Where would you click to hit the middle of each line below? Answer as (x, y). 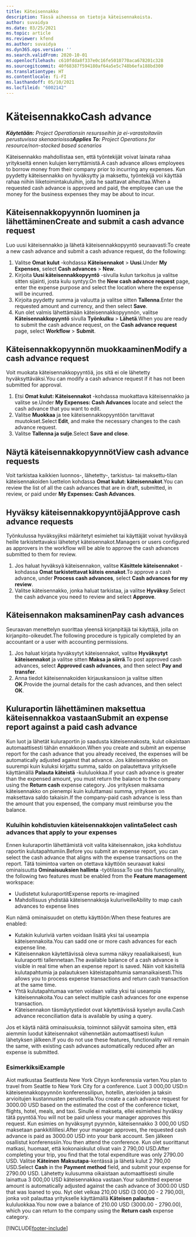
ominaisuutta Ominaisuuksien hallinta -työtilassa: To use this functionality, (96, 870)
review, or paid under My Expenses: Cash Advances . (71, 494)
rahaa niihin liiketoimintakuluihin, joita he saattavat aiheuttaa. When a (88, 182)
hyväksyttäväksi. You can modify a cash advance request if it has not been (96, 379)
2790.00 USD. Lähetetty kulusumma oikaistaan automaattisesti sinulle (90, 1173)
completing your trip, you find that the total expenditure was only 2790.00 (95, 1155)
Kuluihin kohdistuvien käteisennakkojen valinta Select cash (92, 825)
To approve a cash (149, 572)
